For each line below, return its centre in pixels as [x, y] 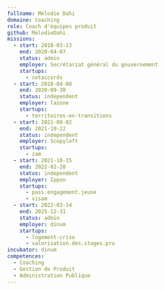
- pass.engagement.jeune [61, 192]
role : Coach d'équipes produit [52, 26]
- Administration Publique [52, 276]
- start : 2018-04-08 [43, 84]
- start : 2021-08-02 [43, 122]
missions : [21, 39]
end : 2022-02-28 [43, 167]
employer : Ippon [43, 179]
